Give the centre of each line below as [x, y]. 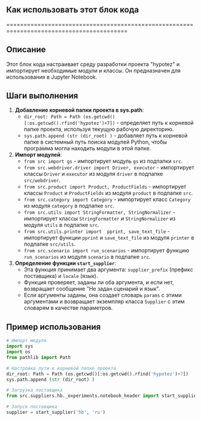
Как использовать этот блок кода [73, 10]
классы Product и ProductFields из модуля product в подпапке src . [108, 193]
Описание [26, 50]
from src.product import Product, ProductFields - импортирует [105, 187]
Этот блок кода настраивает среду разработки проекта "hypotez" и [93, 64]
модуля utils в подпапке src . [62, 225]
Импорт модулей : [38, 155]
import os [19, 352]
